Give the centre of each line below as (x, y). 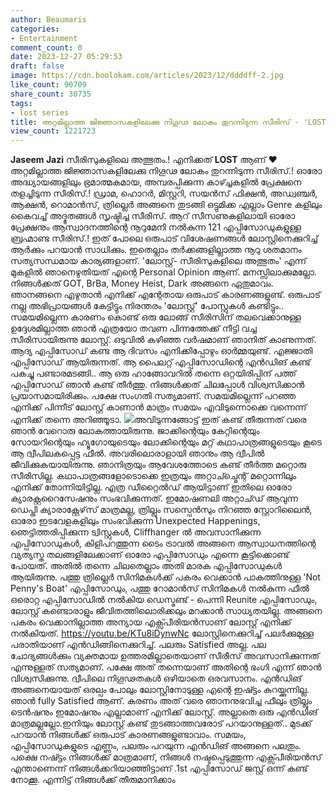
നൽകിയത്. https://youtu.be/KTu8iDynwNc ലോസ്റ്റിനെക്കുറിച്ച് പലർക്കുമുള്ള (162, 633)
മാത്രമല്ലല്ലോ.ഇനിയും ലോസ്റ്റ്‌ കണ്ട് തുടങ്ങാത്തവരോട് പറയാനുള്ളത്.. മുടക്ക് (161, 723)
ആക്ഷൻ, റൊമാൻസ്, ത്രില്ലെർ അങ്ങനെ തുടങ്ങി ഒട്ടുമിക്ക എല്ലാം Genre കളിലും (166, 205)
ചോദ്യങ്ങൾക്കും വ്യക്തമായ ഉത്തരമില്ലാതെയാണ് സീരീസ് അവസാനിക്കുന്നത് (165, 656)
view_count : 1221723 (53, 131)
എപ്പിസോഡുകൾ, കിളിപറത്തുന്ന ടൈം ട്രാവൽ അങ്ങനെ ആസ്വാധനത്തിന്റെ (163, 543)
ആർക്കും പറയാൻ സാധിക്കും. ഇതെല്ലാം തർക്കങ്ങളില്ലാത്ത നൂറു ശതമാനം (156, 250)
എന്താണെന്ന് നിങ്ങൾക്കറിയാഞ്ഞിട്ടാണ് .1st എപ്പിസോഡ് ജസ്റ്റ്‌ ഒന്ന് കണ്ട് (159, 768)
